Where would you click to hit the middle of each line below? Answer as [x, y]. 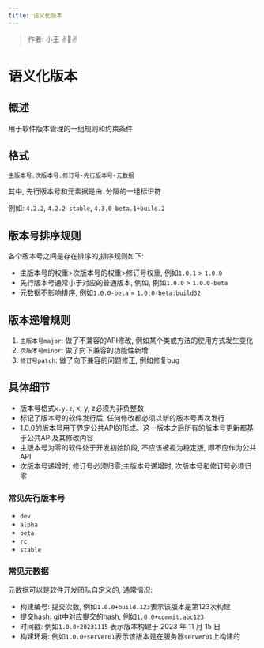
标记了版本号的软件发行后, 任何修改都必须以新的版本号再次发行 [122, 418]
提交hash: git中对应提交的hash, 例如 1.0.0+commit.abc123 [111, 616]
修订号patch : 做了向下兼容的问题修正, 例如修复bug [100, 360]
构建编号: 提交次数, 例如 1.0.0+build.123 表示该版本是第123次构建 [125, 607]
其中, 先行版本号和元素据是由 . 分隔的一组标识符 [85, 191]
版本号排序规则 [45, 235]
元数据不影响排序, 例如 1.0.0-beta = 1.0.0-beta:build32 [110, 292]
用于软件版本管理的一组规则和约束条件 [70, 128]
